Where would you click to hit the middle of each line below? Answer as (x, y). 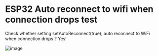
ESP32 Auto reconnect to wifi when (79, 9)
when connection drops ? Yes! (36, 39)
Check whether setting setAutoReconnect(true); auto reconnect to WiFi (78, 33)
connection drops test (51, 20)
